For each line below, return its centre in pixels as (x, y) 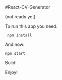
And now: (15, 44)
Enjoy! (12, 72)
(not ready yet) (20, 17)
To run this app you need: (31, 26)
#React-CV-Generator (28, 7)
